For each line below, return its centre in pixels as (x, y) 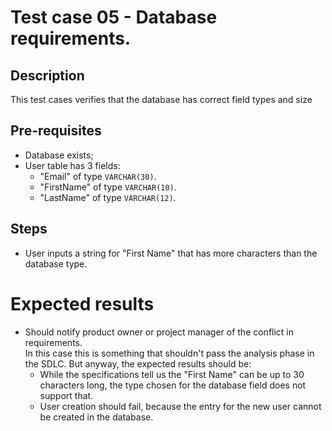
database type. (56, 263)
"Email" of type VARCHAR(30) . (98, 176)
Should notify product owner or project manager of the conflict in (159, 332)
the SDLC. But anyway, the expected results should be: (138, 363)
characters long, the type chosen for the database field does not (173, 385)
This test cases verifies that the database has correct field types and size (161, 99)
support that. (66, 395)
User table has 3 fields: (72, 165)
